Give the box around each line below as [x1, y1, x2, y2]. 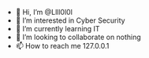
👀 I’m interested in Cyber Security [15, 16, 125, 25]
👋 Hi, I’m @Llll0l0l [15, 8, 73, 16]
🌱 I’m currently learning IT [15, 24, 100, 33]
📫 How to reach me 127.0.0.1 [15, 42, 110, 50]
